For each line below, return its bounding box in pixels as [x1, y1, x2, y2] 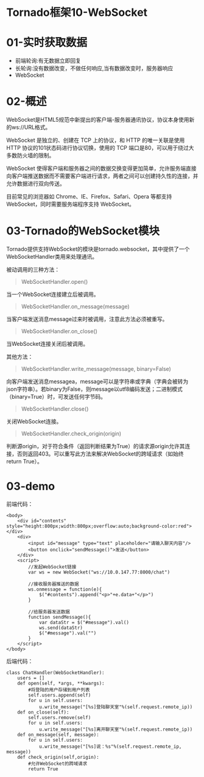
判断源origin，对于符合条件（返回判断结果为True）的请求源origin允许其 [6, 443, 185, 449]
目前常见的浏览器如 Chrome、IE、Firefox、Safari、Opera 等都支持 [6, 193, 172, 200]
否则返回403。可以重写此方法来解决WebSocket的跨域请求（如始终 [16, 450, 184, 457]
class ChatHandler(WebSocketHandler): [6, 669, 105, 676]
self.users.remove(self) [28, 714, 91, 720]
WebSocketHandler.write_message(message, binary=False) [21, 365, 172, 372]
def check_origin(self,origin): [17, 754, 99, 760]
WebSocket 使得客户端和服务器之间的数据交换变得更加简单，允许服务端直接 [6, 165, 197, 172]
